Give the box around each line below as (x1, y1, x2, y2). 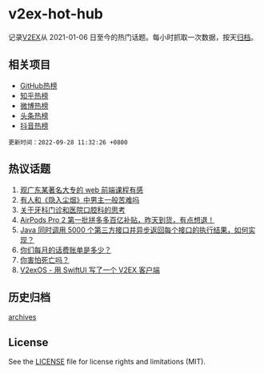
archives (8, 312, 37, 322)
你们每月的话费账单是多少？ (19, 245, 112, 255)
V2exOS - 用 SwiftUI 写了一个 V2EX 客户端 (19, 265, 160, 275)
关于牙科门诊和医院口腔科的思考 (19, 205, 126, 215)
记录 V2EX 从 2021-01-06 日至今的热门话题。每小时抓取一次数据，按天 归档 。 (8, 32, 258, 42)
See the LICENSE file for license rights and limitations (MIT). (8, 357, 206, 367)
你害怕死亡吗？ (19, 255, 70, 264)
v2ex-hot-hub (8, 5, 104, 23)
